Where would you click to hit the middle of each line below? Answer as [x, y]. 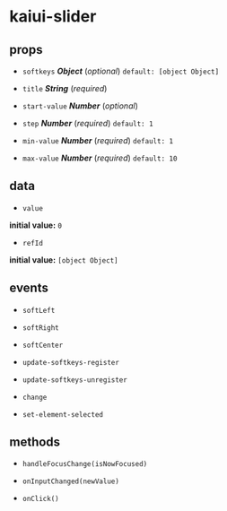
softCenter [43, 345]
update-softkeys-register [70, 362]
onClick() [41, 499]
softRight [41, 328]
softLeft [39, 310]
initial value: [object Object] [64, 260]
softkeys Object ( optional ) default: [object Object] [121, 71]
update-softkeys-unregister [74, 380]
